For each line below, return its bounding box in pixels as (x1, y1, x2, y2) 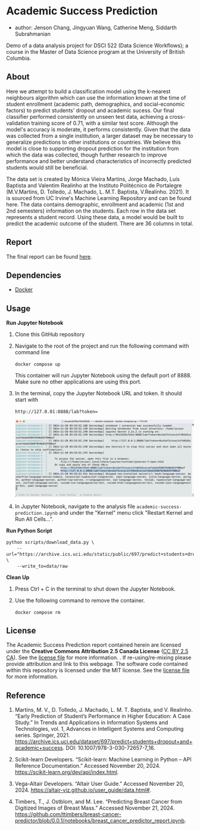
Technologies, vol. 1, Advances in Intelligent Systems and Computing (14, 726, 184, 733)
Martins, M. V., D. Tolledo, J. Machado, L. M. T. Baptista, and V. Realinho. (14, 706, 193, 714)
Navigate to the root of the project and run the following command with (14, 342, 189, 350)
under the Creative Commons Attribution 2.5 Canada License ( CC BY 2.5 (6, 648, 189, 655)
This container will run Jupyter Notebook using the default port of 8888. (14, 372, 192, 379)
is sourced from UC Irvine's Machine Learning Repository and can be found (6, 194, 192, 201)
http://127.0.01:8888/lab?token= (14, 409, 98, 415)
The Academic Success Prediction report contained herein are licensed (6, 641, 182, 648)
